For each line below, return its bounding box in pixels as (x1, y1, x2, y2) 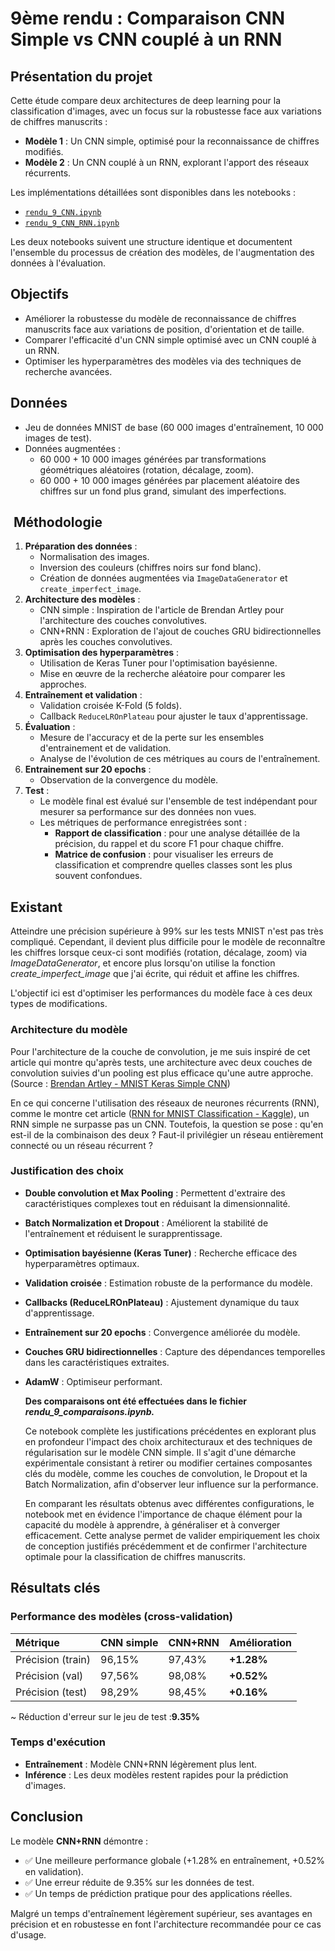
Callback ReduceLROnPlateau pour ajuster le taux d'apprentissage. (39, 710, 308, 722)
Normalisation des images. (39, 551, 150, 563)
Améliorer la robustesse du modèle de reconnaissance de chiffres (24, 312, 297, 324)
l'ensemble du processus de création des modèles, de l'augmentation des (10, 247, 315, 258)
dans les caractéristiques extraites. (24, 1356, 170, 1368)
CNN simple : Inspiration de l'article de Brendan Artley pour (39, 604, 285, 616)
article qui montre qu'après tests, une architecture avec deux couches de (10, 1056, 313, 1068)
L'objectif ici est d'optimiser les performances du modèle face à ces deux (10, 987, 313, 999)
